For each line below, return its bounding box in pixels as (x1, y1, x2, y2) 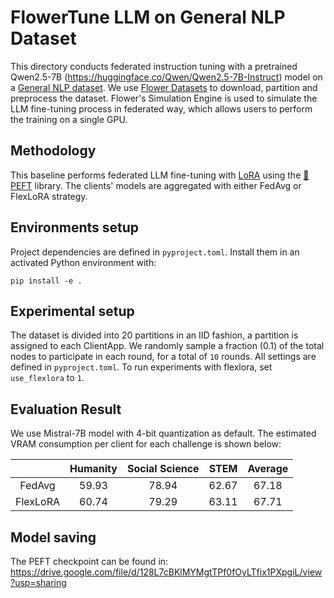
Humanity (69, 462, 118, 476)
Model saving (10, 529, 97, 546)
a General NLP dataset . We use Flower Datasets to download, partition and (10, 81, 318, 93)
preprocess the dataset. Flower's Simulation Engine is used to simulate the (10, 92, 318, 104)
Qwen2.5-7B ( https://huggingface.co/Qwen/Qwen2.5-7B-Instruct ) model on (10, 71, 323, 83)
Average (247, 462, 289, 476)
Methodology (10, 142, 97, 160)
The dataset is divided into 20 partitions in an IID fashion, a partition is (10, 329, 299, 341)
